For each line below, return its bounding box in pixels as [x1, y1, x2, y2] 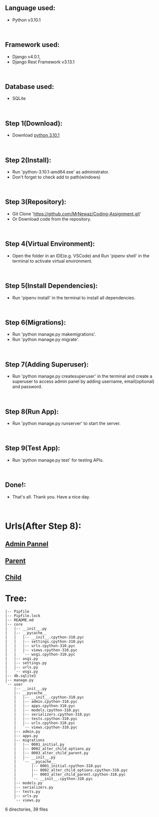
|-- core [5, 622, 23, 627]
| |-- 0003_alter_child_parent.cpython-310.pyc [14, 772, 126, 777]
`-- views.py [14, 797, 41, 803]
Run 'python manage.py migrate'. [12, 337, 79, 343]
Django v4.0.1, [12, 53, 41, 59]
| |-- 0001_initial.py [14, 742, 65, 747]
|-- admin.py [14, 729, 41, 734]
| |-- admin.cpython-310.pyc [14, 699, 78, 704]
